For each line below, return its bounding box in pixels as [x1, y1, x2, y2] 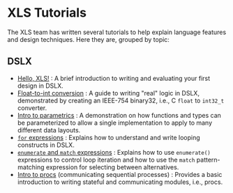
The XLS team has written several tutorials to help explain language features [7, 28, 227, 36]
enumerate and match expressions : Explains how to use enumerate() [17, 148, 211, 156]
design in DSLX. [17, 82, 64, 90]
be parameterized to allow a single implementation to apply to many [17, 118, 213, 127]
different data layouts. [17, 125, 81, 134]
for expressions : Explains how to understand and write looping [17, 133, 200, 141]
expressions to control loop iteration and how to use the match [17, 155, 195, 164]
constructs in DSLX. [17, 141, 75, 149]
